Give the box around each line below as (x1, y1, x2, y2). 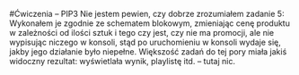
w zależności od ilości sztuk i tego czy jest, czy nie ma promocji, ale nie (9, 28, 275, 37)
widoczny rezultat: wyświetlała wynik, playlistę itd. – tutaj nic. (9, 56, 236, 66)
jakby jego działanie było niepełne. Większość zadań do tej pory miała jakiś (9, 46, 287, 57)
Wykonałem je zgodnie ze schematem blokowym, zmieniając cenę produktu (9, 18, 290, 29)
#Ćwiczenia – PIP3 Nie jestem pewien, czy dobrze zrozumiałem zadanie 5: (9, 9, 285, 19)
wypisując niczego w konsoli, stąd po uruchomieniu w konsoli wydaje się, (9, 37, 281, 47)
